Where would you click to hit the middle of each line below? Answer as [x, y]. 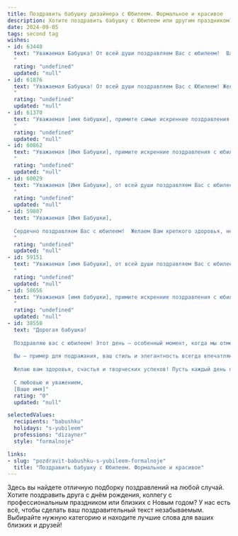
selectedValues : [31, 415]
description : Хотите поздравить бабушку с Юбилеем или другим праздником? [120, 21]
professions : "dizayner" [50, 435]
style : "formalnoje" [44, 441]
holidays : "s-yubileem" [49, 428]
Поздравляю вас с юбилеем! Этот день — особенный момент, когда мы [115, 343]
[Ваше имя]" [32, 389]
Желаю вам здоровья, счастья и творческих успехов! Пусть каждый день [120, 370]
